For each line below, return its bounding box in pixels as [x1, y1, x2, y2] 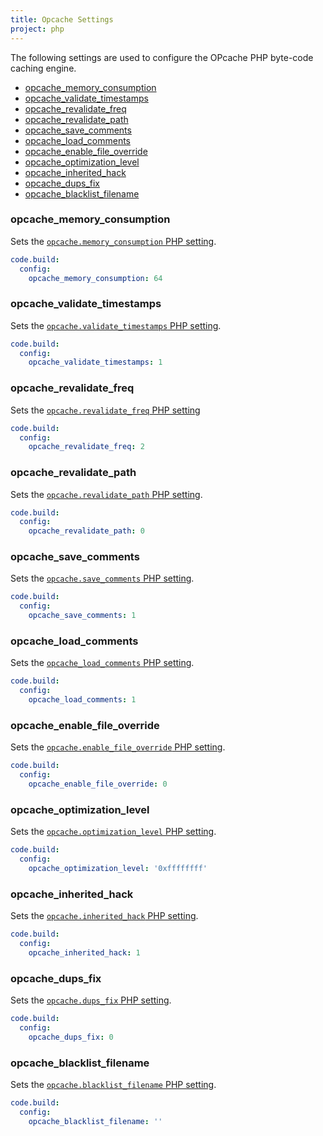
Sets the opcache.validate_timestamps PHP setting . [10, 319, 222, 331]
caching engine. [10, 62, 77, 74]
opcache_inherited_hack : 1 [28, 947, 141, 958]
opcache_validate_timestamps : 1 [28, 357, 163, 368]
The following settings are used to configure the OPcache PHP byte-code [10, 51, 314, 63]
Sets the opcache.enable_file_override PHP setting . [10, 741, 226, 753]
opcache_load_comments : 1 [28, 695, 137, 705]
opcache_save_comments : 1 [28, 611, 137, 621]
